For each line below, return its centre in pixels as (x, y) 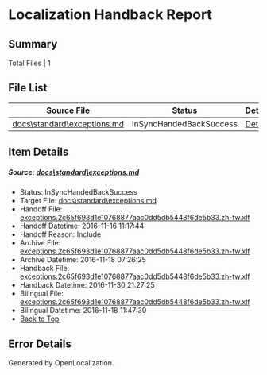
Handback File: (44, 269)
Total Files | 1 (29, 63)
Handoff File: (41, 209)
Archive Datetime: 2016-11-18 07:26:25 (83, 260)
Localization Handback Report (110, 15)
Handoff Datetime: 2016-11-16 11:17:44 (82, 226)
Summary (33, 44)
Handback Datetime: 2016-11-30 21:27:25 (87, 285)
